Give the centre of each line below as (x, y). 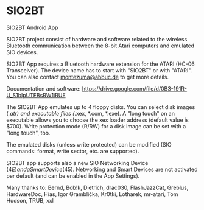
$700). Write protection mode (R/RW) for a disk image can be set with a (96, 126)
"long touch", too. (28, 133)
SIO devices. (22, 52)
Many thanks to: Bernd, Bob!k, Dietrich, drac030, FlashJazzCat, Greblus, (97, 187)
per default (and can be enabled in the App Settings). (73, 176)
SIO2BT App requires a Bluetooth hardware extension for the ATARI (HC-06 (100, 64)
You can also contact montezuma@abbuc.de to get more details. (88, 77)
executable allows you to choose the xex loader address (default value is (97, 120)
